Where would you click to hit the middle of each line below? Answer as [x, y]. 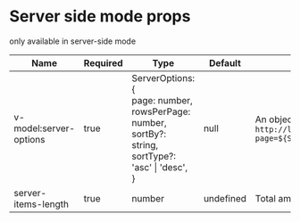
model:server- [45, 128]
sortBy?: [149, 134]
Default [225, 62]
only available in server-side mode [73, 41]
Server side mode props [100, 16]
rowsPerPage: [161, 111]
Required [103, 62]
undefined [225, 198]
